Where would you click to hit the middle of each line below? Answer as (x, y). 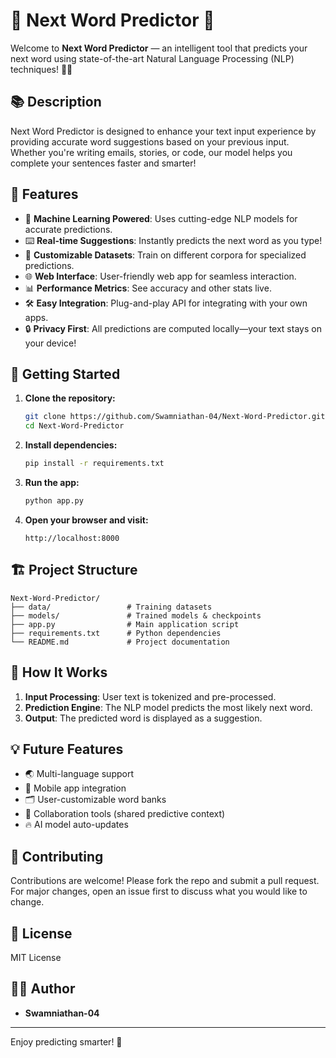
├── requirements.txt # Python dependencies (116, 633)
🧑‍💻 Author (43, 989)
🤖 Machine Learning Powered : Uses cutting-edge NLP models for (161, 218)
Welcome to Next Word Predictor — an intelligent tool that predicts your (159, 48)
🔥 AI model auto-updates (76, 825)
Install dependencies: (71, 445)
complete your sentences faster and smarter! (103, 163)
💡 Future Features (67, 749)
